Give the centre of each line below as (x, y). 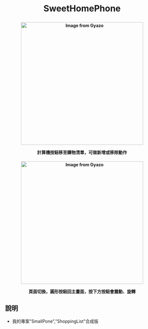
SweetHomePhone (82, 9)
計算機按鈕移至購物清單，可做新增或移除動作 (82, 152)
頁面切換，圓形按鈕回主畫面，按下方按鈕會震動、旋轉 (82, 291)
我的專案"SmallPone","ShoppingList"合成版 (55, 321)
